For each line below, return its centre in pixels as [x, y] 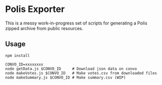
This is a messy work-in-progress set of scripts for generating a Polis [76, 23]
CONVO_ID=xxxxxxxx [24, 64]
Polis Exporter [35, 9]
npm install [17, 55]
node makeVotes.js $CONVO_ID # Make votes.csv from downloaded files [81, 73]
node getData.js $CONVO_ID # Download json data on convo [71, 68]
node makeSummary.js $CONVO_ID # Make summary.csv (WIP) [66, 77]
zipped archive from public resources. [44, 28]
